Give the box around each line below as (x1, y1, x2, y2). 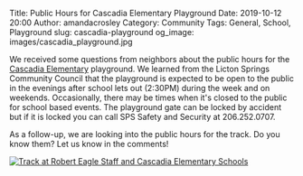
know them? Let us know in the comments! (9, 139, 169, 149)
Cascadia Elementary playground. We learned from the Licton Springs (9, 63, 270, 74)
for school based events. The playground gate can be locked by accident (9, 102, 282, 112)
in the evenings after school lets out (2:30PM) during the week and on (9, 83, 270, 93)
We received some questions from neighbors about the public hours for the (9, 54, 290, 64)
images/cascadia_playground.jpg (9, 36, 133, 47)
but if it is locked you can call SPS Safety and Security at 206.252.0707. (9, 112, 276, 122)
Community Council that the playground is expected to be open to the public (9, 73, 294, 84)
